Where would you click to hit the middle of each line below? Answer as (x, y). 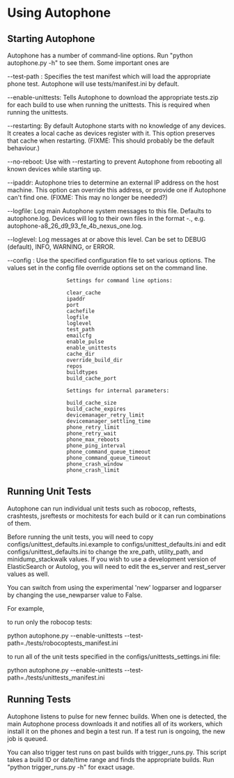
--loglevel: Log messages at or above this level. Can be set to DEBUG (107, 239)
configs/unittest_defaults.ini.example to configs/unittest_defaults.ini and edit (117, 544)
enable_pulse (85, 342)
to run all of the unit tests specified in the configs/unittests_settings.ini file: (114, 656)
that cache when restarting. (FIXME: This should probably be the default (111, 141)
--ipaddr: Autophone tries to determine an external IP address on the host (113, 182)
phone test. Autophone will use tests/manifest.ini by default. (93, 84)
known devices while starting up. (55, 169)
